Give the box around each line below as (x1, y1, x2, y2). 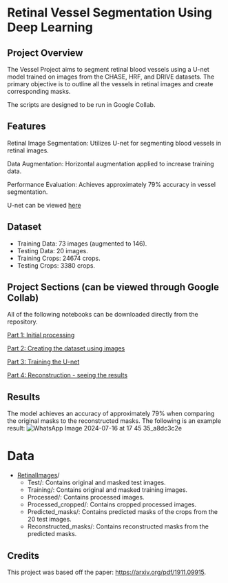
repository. (7, 317, 38, 326)
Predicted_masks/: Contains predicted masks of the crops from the (27, 508, 218, 516)
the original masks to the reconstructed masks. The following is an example (7, 417, 222, 425)
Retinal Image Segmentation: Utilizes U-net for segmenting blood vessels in (7, 139, 222, 147)
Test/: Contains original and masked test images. (27, 478, 167, 487)
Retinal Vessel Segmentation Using (7, 5, 212, 21)
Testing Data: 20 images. (17, 246, 88, 255)
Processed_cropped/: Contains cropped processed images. (27, 500, 197, 508)
